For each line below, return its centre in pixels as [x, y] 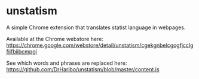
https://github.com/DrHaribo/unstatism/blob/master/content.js [83, 69]
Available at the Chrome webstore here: [55, 39]
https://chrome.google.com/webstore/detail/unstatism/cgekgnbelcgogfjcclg [100, 45]
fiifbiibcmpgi [22, 51]
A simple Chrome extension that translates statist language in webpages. [96, 27]
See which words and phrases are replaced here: [67, 63]
